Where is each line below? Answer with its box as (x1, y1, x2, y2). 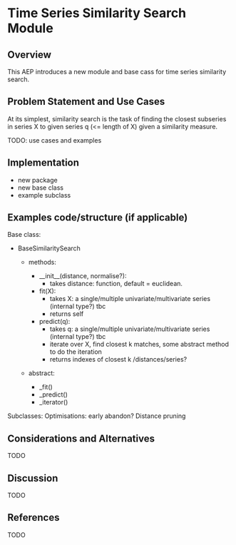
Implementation (7, 157, 80, 169)
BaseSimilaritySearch (17, 244, 81, 253)
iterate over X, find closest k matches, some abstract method (49, 340, 230, 349)
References (7, 511, 60, 524)
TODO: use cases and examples (7, 136, 102, 144)
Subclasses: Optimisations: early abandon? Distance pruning (7, 412, 186, 420)
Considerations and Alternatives (7, 432, 155, 444)
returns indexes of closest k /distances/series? (49, 355, 188, 364)
